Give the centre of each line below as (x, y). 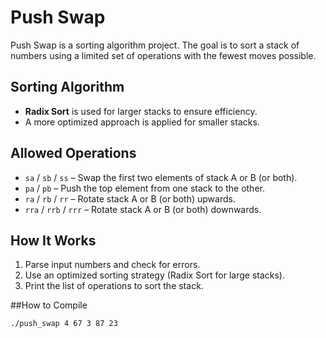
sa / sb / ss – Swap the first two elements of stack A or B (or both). (161, 177)
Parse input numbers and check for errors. (112, 265)
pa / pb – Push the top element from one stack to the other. (144, 188)
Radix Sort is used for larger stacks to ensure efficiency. (141, 111)
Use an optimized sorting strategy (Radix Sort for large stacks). (154, 275)
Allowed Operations (73, 153)
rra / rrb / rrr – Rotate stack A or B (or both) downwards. (143, 209)
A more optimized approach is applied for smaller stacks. (142, 122)
